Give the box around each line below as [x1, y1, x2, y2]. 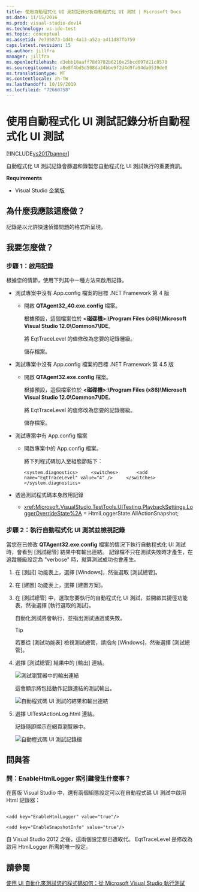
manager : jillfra [6, 53, 50, 59]
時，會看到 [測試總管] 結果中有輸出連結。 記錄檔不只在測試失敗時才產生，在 [6, 548, 194, 556]
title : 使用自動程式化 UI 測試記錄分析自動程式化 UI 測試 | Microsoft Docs [6, 8, 182, 15]
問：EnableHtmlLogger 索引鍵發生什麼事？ [6, 774, 131, 783]
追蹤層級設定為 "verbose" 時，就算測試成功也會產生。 [6, 556, 140, 563]
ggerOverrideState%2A [23, 510, 82, 517]
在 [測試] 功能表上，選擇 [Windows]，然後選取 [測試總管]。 [14, 568, 161, 575]
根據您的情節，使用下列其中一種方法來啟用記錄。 [6, 277, 127, 284]
